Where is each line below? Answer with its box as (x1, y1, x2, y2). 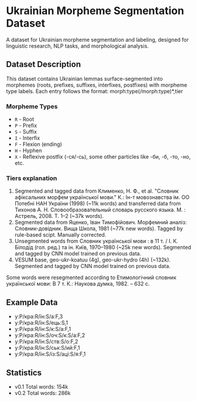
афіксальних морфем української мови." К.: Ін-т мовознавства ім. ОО (14, 194, 190, 201)
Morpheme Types (6, 102, 58, 110)
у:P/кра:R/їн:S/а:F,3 (14, 313, 64, 320)
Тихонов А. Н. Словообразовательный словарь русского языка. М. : (14, 206, 186, 213)
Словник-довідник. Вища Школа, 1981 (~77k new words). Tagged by (14, 225, 183, 232)
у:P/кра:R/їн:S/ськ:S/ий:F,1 (14, 344, 81, 352)
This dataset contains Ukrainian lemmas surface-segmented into (6, 75, 163, 82)
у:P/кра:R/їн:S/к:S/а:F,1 (14, 326, 71, 333)
